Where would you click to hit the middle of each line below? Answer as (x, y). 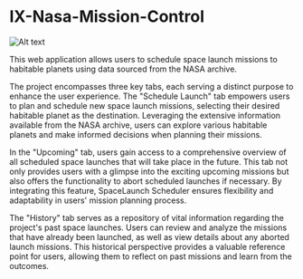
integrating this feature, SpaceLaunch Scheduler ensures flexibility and (142, 190)
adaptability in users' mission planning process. (98, 200)
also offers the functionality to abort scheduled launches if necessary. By (146, 181)
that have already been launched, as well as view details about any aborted (149, 236)
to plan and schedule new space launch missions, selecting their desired (145, 105)
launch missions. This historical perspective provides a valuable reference (147, 246)
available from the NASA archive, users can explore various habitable (138, 125)
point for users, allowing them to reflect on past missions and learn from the (151, 256)
